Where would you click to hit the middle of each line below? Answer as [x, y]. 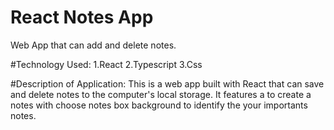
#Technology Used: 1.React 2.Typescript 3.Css [106, 64]
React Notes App [82, 17]
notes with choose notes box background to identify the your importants [159, 105]
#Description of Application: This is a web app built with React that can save [167, 83]
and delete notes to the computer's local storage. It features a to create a [161, 94]
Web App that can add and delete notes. [93, 45]
